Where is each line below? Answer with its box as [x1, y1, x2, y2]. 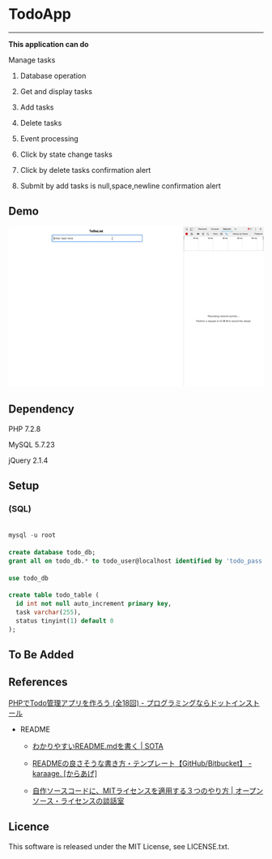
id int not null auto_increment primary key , [15, 600, 172, 608]
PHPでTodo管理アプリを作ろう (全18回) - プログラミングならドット [8, 697, 232, 707]
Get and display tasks [19, 86, 93, 96]
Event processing [19, 133, 79, 143]
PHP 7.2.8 [8, 424, 41, 434]
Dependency [8, 403, 74, 417]
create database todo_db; [8, 548, 96, 556]
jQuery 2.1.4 [8, 455, 49, 465]
